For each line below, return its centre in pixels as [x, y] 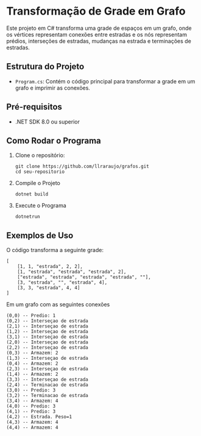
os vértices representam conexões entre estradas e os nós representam [97, 34]
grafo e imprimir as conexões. [52, 88]
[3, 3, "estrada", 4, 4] [49, 288]
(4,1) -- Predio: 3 [31, 412]
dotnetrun [28, 217]
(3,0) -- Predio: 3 [31, 390]
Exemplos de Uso [40, 235]
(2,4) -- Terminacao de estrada [47, 385]
